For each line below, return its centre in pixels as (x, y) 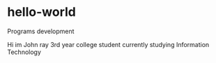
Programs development (41, 31)
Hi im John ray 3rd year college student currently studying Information (108, 44)
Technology (24, 52)
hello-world (42, 12)
